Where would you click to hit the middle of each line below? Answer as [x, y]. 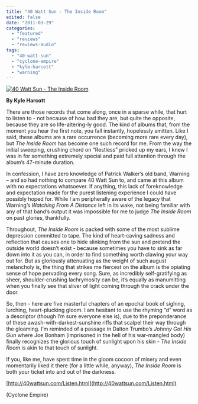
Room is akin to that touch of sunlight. [52, 348]
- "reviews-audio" [34, 45]
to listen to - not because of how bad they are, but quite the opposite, [91, 118]
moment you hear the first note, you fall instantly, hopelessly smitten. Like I [97, 131]
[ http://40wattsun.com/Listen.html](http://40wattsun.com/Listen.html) [91, 383]
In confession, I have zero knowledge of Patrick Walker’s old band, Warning [98, 174]
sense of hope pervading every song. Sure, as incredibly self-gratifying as [97, 274]
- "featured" [27, 34]
